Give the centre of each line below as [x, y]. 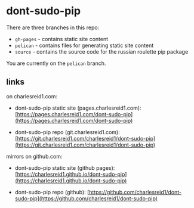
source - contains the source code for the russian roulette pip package [101, 51]
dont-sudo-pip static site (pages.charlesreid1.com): [78, 108]
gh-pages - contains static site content [61, 39]
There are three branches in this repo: [53, 27]
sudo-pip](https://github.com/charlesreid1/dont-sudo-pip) [86, 198]
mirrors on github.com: [34, 156]
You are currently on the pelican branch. [56, 63]
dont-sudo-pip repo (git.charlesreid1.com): [67, 132]
